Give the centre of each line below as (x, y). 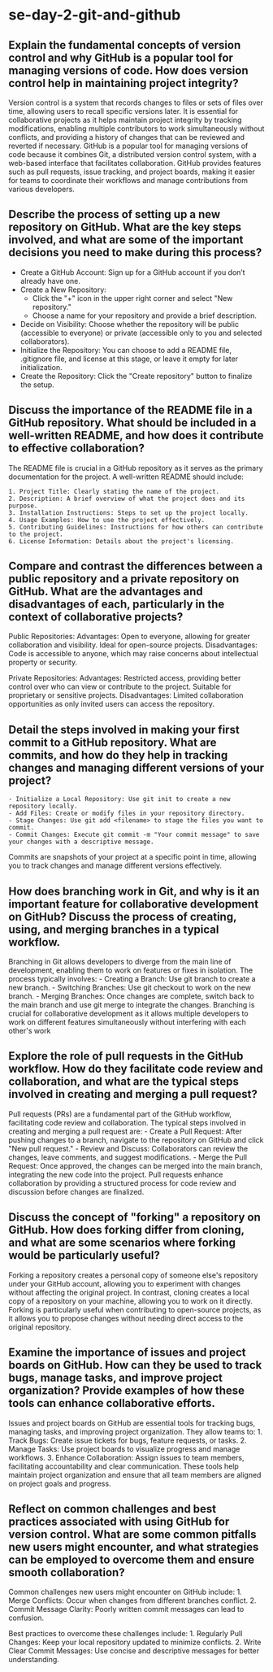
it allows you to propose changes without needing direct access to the (126, 1318)
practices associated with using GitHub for (119, 1521)
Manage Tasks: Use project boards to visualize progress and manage (124, 1448)
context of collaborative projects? (96, 617)
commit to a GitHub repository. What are (113, 742)
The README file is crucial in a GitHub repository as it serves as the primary (136, 468)
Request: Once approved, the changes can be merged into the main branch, (135, 1165)
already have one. (50, 281)
